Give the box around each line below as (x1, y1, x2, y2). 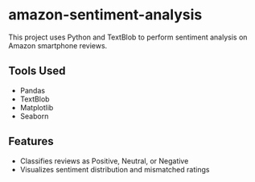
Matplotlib (19, 102, 54, 112)
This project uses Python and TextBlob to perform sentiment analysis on (8, 32, 248, 42)
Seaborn (19, 111, 49, 121)
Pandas (19, 85, 46, 95)
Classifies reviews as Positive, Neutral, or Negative (19, 155, 189, 166)
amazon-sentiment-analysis (8, 6, 203, 24)
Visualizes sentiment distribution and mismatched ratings (19, 164, 210, 174)
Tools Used (8, 64, 66, 78)
